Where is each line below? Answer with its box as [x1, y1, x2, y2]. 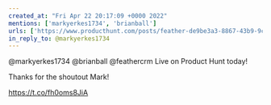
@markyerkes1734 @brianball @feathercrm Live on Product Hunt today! [8, 57, 248, 66]
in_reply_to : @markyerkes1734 [8, 34, 110, 43]
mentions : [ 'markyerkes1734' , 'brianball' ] [8, 19, 157, 27]
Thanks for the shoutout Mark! [8, 72, 110, 82]
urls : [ [8, 27, 35, 35]
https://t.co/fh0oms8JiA [8, 88, 89, 98]
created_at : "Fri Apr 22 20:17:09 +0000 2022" [8, 11, 168, 20]
